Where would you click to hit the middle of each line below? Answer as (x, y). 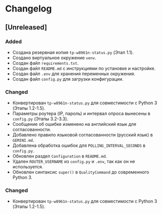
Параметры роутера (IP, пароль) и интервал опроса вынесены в (81, 114)
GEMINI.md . (23, 140)
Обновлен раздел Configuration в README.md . (60, 156)
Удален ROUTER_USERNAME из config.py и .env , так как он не (73, 161)
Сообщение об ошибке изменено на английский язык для (74, 124)
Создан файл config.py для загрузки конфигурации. (68, 79)
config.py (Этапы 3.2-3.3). (40, 119)
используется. (28, 167)
